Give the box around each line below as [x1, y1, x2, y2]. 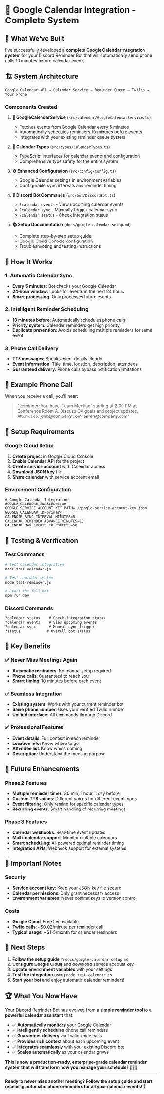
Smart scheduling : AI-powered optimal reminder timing [12, 840, 124, 846]
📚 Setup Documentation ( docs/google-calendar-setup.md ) [12, 222, 131, 228]
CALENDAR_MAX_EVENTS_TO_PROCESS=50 [5, 523, 78, 528]
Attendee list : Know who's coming [12, 745, 82, 751]
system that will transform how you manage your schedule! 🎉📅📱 [5, 1064, 138, 1070]
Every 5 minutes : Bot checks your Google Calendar [12, 283, 116, 289]
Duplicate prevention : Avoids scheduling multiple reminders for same [12, 328, 153, 333]
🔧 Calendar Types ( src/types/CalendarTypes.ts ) [12, 144, 110, 150]
